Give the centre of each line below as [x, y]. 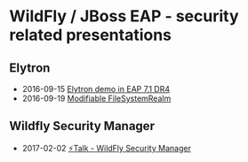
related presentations [90, 35]
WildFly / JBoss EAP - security [124, 16]
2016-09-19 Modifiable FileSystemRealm [96, 98]
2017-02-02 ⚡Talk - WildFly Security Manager [106, 148]
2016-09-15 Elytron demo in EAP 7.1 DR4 [96, 89]
